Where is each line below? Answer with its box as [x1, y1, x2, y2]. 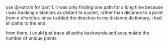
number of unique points [6, 35, 57, 41]
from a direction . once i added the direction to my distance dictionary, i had [6, 15, 162, 20]
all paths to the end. [6, 20, 47, 26]
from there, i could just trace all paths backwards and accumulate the [6, 30, 150, 35]
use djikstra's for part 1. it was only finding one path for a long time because [6, 4, 163, 10]
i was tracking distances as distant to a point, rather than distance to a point [6, 9, 163, 15]
